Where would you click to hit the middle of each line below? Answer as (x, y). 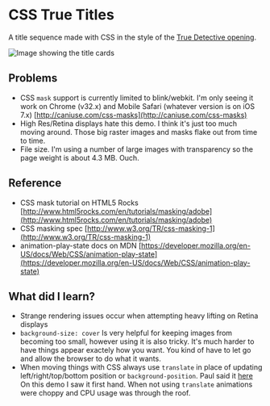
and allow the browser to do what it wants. (90, 359)
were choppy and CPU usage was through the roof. (105, 393)
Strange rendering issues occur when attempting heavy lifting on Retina (139, 316)
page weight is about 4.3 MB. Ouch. (79, 157)
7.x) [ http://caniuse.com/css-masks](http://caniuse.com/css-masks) (133, 115)
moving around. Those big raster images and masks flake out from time (139, 132)
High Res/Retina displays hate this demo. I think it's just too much (129, 123)
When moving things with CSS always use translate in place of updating (141, 367)
